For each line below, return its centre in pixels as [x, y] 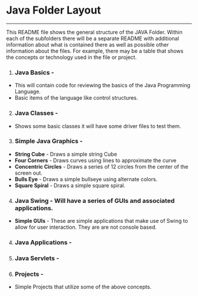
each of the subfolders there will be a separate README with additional [93, 38]
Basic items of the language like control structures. [76, 98]
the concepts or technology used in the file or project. [72, 57]
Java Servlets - [37, 258]
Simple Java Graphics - [49, 141]
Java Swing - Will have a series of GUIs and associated [95, 200]
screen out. [29, 173]
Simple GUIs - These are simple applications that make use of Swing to [101, 221]
